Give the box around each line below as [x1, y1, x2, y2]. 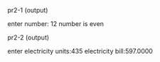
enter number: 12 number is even [7, 20, 105, 27]
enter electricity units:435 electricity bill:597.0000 [7, 47, 153, 55]
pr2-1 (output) [7, 6, 48, 14]
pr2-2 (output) [7, 33, 50, 42]
